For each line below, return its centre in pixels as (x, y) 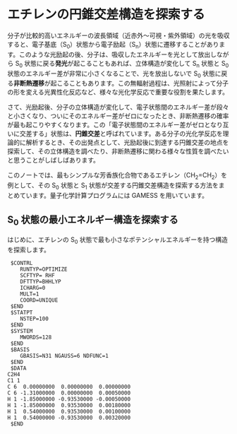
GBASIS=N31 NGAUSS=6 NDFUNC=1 (65, 356)
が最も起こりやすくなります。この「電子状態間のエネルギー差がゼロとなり (115, 125)
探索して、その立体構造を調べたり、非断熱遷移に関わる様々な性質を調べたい (118, 151)
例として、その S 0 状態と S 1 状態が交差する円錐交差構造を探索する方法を (113, 186)
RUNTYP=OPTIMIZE (44, 269)
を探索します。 (29, 250)
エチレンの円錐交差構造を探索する (107, 14)
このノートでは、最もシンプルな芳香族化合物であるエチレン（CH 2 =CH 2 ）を (117, 176)
